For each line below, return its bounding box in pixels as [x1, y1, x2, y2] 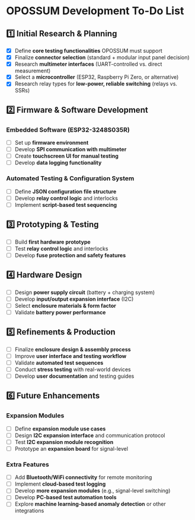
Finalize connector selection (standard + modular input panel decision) [14, 54, 190, 61]
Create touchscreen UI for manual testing [14, 152, 119, 159]
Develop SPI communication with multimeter [14, 146, 127, 153]
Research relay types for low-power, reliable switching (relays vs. [14, 80, 178, 87]
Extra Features [6, 460, 49, 468]
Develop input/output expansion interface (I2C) [14, 295, 134, 302]
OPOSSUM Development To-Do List [6, 4, 184, 18]
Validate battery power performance [14, 308, 106, 315]
